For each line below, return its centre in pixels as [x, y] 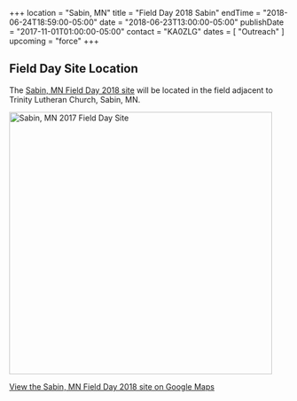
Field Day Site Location [74, 69]
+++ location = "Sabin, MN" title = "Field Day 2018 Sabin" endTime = [135, 13]
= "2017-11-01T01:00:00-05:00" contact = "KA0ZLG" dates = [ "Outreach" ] [147, 31]
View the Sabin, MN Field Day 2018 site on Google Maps [112, 386]
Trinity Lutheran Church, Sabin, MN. [75, 99]
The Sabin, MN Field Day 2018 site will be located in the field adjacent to [141, 90]
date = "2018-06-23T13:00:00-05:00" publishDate [191, 22]
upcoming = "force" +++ [54, 41]
